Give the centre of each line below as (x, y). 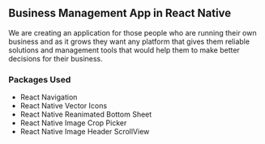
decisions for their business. (56, 58)
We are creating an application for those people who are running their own (132, 32)
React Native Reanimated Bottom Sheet (86, 114)
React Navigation (49, 97)
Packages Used (40, 79)
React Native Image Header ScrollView (85, 132)
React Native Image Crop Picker (73, 123)
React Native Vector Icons (64, 106)
